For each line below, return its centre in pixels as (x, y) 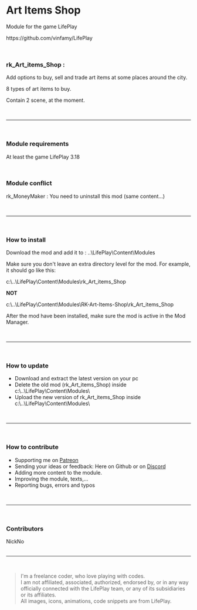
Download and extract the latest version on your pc (77, 379)
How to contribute (32, 447)
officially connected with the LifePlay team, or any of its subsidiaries (103, 589)
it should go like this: (31, 270)
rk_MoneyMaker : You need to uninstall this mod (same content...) (86, 196)
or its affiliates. (38, 595)
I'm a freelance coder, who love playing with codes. (83, 576)
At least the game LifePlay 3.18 (43, 157)
